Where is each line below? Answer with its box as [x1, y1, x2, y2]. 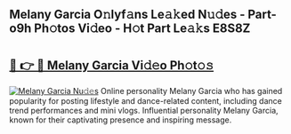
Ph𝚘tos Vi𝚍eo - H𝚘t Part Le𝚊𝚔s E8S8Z [34, 21, 251, 36]
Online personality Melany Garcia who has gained [101, 86, 283, 96]
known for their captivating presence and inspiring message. [9, 114, 232, 125]
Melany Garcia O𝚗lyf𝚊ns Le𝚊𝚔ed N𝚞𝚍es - [9, 7, 246, 22]
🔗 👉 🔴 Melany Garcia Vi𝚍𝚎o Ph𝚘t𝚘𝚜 [9, 58, 214, 73]
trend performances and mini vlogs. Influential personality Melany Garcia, [9, 106, 279, 115]
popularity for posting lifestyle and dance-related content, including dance [9, 96, 282, 106]
